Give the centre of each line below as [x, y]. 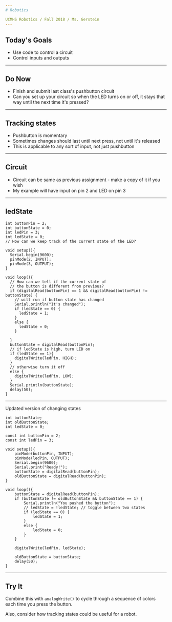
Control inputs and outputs [41, 58]
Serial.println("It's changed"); [50, 304]
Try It [14, 586]
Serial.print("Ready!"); [41, 467]
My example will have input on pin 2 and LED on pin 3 [69, 190]
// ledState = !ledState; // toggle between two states [84, 508]
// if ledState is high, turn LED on [50, 349]
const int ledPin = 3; [29, 440]
